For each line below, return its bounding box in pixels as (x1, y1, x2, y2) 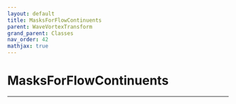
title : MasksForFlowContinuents (7, 17, 102, 24)
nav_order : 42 (7, 36, 49, 43)
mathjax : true (7, 43, 49, 50)
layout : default (7, 10, 55, 17)
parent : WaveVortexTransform (7, 23, 93, 30)
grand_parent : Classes (7, 29, 74, 37)
